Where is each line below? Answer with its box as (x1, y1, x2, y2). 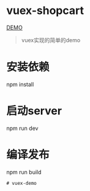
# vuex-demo (6, 180, 37, 186)
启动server (6, 104, 62, 118)
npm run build (6, 168, 42, 176)
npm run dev (6, 124, 39, 132)
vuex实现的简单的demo (21, 36, 81, 43)
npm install (6, 81, 34, 88)
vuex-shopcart (6, 4, 84, 18)
